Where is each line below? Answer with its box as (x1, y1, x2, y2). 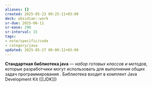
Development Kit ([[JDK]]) (5, 76, 57, 82)
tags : (5, 34, 16, 39)
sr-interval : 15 (5, 29, 38, 34)
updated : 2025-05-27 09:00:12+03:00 (5, 47, 79, 52)
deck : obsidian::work (5, 16, 49, 21)
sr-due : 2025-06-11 (5, 20, 44, 26)
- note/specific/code (5, 39, 49, 43)
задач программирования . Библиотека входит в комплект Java (5, 71, 138, 77)
